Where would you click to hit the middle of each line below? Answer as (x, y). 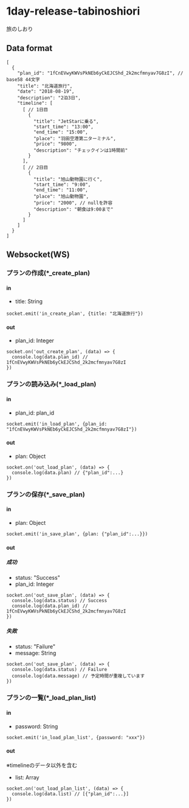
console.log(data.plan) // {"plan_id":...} (67, 473)
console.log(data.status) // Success (60, 601)
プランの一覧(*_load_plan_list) (51, 698)
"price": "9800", (55, 144)
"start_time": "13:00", (64, 127)
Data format (29, 48)
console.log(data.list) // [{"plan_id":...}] (70, 794)
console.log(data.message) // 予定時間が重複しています (78, 676)
